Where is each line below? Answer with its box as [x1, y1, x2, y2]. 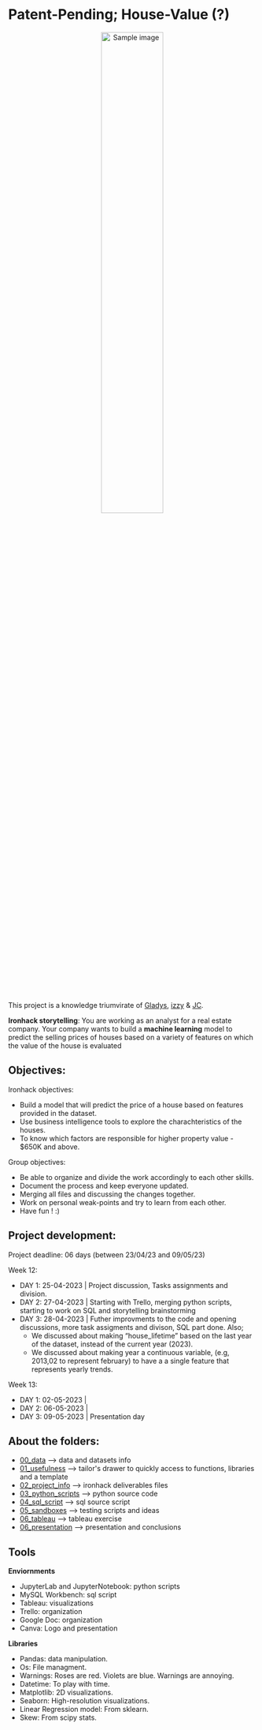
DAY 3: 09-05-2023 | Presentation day [19, 1411, 146, 1421]
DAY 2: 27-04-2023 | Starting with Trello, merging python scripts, [19, 1297, 232, 1307]
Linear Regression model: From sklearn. [19, 1705, 149, 1714]
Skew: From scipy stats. [19, 1713, 97, 1722]
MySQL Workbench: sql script [19, 1590, 117, 1600]
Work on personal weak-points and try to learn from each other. [19, 1197, 227, 1207]
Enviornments [8, 1567, 55, 1576]
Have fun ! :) [19, 1206, 61, 1215]
